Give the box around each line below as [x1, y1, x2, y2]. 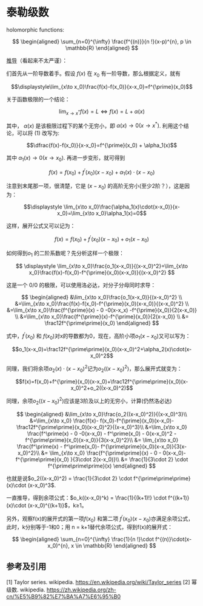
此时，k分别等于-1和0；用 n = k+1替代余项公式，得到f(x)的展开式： [6, 523, 173, 531]
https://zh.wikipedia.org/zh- [46, 586, 117, 593]
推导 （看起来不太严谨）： [6, 57, 68, 64]
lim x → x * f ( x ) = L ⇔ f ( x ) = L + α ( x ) [58, 108, 145, 116]
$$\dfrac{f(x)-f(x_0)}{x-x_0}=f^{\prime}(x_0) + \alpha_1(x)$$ [26, 142, 178, 149]
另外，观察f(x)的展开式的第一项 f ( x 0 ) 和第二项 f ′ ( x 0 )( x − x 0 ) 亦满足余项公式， [6, 514, 194, 523]
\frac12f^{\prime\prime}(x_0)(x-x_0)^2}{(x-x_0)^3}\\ [16, 423, 144, 430]
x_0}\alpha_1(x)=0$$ [96, 210, 147, 217]
